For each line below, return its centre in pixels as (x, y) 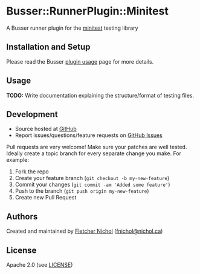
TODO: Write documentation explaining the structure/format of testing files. (100, 95)
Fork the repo (32, 172)
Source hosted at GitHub (46, 129)
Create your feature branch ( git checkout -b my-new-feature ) (92, 178)
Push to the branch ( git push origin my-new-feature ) (82, 191)
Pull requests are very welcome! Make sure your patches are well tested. (97, 147)
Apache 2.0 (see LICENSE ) (40, 265)
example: (18, 160)
